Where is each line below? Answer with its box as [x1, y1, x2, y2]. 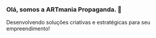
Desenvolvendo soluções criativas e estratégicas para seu [6, 19, 151, 26]
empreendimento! [6, 25, 50, 32]
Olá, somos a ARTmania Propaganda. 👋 [6, 5, 122, 14]
